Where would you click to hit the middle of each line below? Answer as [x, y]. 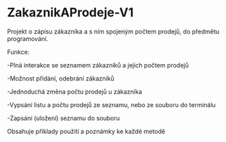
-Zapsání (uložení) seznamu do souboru [64, 118]
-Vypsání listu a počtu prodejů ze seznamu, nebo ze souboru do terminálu [111, 104]
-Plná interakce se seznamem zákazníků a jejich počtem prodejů [98, 65]
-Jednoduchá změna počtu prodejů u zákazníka [75, 91]
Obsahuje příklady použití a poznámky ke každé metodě [86, 131]
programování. [28, 38]
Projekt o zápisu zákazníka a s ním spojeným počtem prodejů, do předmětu [113, 31]
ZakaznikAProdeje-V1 [70, 13]
